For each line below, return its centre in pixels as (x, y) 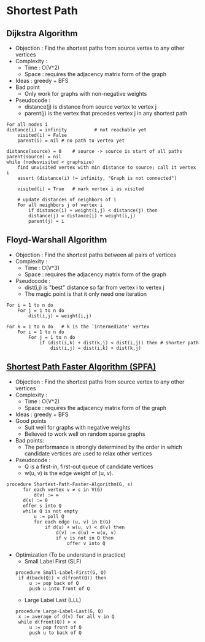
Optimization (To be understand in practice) (70, 555)
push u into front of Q (60, 589)
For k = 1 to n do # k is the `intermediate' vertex (78, 327)
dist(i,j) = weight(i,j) (60, 316)
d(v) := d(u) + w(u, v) (86, 532)
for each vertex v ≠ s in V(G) (63, 489)
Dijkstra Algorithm (42, 33)
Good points (31, 420)
